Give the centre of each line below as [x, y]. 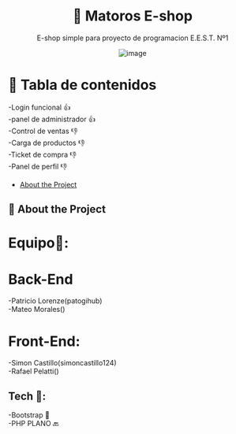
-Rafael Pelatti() [34, 371]
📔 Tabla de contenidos [82, 85]
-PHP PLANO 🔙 [34, 424]
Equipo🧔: [39, 243]
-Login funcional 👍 [39, 107]
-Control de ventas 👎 [43, 131]
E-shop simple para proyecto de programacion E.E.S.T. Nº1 [133, 38]
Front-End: [44, 341]
